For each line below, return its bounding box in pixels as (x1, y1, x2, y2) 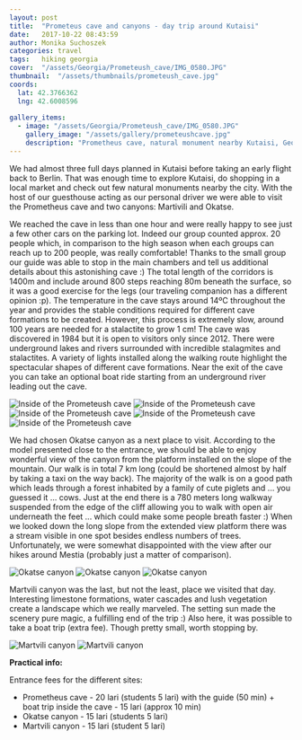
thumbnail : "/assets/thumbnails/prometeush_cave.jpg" (9, 72, 219, 81)
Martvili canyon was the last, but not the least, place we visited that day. (9, 584, 277, 595)
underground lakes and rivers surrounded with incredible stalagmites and (9, 342, 281, 353)
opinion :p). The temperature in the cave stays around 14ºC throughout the (9, 295, 286, 305)
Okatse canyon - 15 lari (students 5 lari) (22, 710, 169, 721)
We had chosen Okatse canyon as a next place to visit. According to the (9, 435, 276, 445)
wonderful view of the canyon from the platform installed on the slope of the (9, 454, 292, 464)
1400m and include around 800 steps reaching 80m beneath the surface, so (9, 276, 292, 286)
